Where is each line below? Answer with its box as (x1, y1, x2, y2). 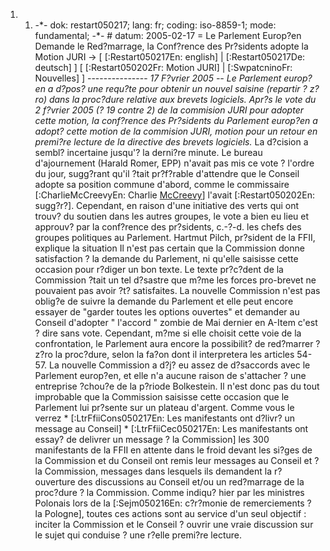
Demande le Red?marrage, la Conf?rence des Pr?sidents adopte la (34, 40, 309, 52)
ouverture (34, 476, 76, 488)
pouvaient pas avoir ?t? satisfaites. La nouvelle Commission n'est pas (34, 285, 321, 296)
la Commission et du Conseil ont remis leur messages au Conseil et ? (34, 455, 320, 466)
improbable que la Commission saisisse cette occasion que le (34, 391, 290, 403)
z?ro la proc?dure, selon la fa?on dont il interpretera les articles (34, 349, 295, 360)
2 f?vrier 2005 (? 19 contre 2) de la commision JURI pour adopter (34, 104, 304, 116)
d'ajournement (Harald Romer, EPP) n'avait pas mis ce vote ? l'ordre (34, 157, 315, 169)
